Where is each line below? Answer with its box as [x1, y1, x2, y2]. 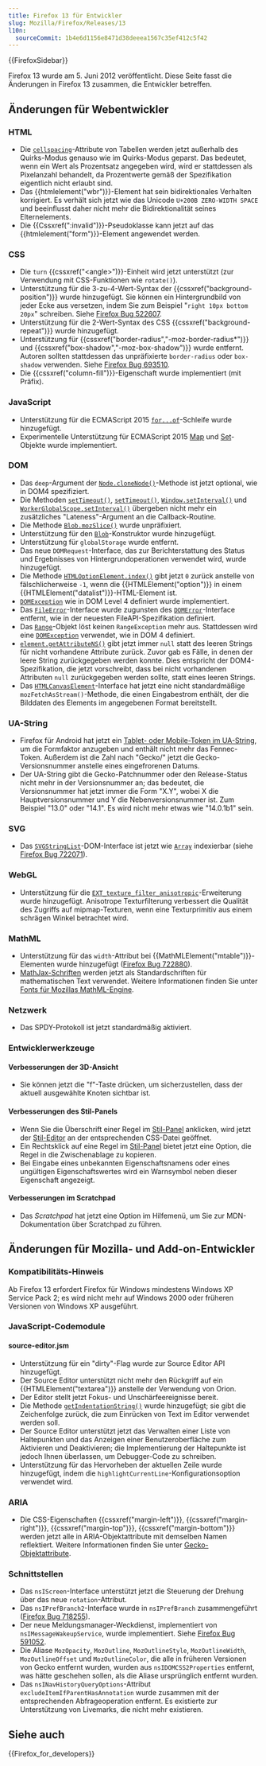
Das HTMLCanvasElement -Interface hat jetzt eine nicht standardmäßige [19, 681, 245, 690]
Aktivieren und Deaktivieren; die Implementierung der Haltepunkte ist [19, 1443, 246, 1453]
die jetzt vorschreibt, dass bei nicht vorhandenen [66, 663, 227, 673]
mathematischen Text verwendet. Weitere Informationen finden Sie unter [19, 976, 258, 986]
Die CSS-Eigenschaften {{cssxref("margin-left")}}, [19, 1515, 185, 1524]
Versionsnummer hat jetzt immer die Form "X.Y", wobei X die [19, 787, 219, 796]
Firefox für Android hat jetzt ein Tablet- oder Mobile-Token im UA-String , [19, 736, 257, 745]
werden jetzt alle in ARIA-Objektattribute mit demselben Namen [19, 1531, 228, 1541]
